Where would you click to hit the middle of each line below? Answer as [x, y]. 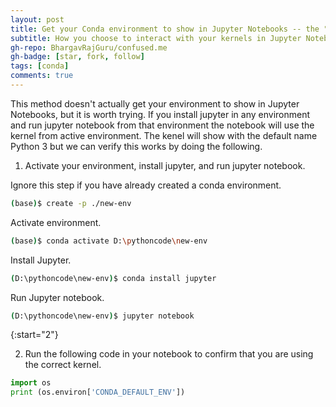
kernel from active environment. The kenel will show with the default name [164, 135]
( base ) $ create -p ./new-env [71, 203]
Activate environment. [56, 222]
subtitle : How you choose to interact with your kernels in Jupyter [156, 38]
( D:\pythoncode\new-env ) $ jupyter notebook [102, 316]
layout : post [37, 19]
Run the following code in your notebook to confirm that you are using [169, 354]
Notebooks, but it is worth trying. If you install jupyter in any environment [160, 114]
